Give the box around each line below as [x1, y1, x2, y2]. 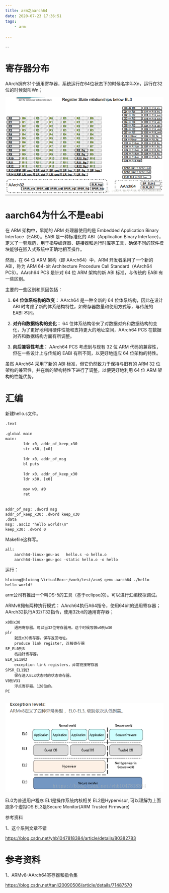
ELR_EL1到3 [5, 657, 28, 662]
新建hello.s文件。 [5, 410, 41, 417]
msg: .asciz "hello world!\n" [5, 522, 69, 527]
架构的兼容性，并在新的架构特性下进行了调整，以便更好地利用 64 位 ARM [5, 367, 157, 373]
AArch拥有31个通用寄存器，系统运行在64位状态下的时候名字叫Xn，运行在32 [5, 81, 162, 87]
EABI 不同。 [12, 310, 37, 316]
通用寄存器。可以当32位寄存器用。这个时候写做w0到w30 [14, 625, 113, 630]
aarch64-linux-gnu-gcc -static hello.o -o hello [14, 557, 118, 562]
